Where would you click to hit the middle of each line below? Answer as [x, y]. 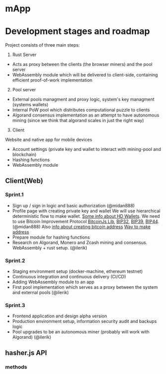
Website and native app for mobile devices [49, 140]
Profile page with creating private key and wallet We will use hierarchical [86, 211]
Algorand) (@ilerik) [32, 337]
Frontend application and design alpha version [60, 316]
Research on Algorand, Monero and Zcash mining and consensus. [80, 242]
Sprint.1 [14, 195]
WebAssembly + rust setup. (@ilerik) [50, 248]
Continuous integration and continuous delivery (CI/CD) [69, 277]
